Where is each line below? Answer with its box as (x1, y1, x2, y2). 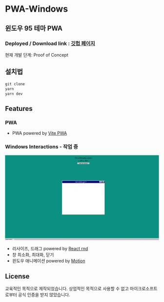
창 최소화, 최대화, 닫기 (12, 252, 54, 258)
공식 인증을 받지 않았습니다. (18, 292, 70, 298)
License (5, 272, 30, 280)
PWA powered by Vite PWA (12, 130, 67, 136)
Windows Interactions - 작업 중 (5, 143, 78, 150)
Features (5, 105, 33, 113)
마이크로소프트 (130, 286, 158, 292)
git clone (5, 82, 25, 86)
